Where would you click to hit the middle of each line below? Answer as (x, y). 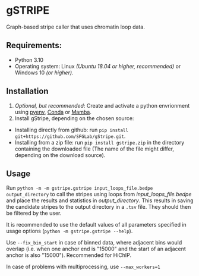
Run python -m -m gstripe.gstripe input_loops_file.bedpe (80, 188)
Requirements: (34, 46)
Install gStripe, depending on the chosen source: (74, 118)
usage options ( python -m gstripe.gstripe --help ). (70, 231)
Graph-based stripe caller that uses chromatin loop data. (76, 27)
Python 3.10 (29, 59)
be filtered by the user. (34, 213)
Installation (27, 91)
